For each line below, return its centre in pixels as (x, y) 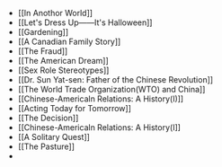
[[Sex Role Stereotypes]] (63, 70)
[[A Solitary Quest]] (53, 137)
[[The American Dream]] (63, 61)
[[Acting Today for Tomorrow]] (75, 108)
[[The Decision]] (48, 118)
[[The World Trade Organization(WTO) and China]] (111, 89)
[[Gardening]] (43, 32)
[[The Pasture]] (46, 146)
